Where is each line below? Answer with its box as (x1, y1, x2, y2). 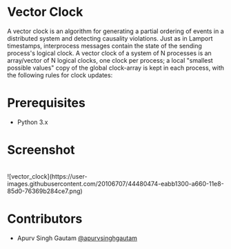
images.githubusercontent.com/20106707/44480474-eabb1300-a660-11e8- (7, 179, 224, 188)
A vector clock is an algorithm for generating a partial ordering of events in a (7, 27, 224, 35)
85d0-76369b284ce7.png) (7, 187, 83, 195)
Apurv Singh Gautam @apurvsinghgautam (17, 234, 138, 242)
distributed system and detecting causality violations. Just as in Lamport (7, 34, 213, 42)
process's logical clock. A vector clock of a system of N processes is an (7, 49, 212, 57)
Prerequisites (7, 95, 86, 111)
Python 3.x (17, 118, 48, 126)
